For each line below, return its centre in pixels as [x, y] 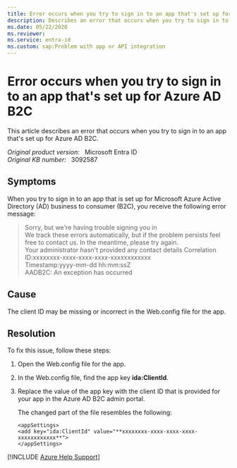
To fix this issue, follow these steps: [59, 350]
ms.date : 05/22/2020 [38, 27]
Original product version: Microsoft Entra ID [72, 152]
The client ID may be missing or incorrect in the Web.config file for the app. [117, 312]
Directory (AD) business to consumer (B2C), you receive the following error [117, 206]
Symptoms [32, 181]
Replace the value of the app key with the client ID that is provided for [119, 391]
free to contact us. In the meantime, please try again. [101, 242]
